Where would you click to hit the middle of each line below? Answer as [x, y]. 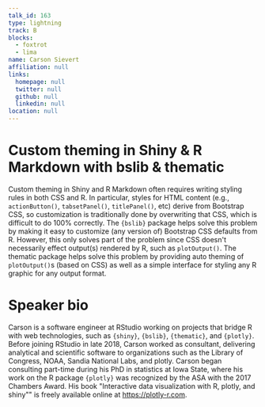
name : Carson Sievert [44, 60]
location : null [33, 112]
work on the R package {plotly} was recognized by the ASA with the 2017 [130, 378]
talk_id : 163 [30, 15]
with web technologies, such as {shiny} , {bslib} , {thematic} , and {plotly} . [131, 335]
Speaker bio [48, 305]
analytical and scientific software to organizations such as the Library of [126, 352]
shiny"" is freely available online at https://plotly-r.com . [98, 394]
